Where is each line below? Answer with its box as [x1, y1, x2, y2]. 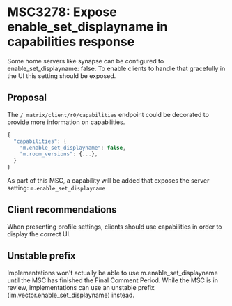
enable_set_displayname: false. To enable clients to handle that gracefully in [7, 64, 226, 72]
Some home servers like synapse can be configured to [7, 56, 164, 65]
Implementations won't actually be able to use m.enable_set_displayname [7, 268, 218, 277]
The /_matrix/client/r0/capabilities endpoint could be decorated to [7, 110, 209, 118]
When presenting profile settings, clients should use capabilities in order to [7, 222, 222, 231]
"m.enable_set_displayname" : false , [20, 144, 127, 151]
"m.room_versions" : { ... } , [20, 151, 98, 158]
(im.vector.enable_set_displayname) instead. [7, 291, 134, 299]
